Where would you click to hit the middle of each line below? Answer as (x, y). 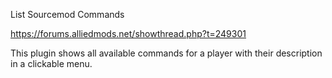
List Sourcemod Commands (67, 14)
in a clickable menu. (51, 63)
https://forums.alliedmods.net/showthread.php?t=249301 (128, 33)
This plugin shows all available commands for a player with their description (166, 53)
